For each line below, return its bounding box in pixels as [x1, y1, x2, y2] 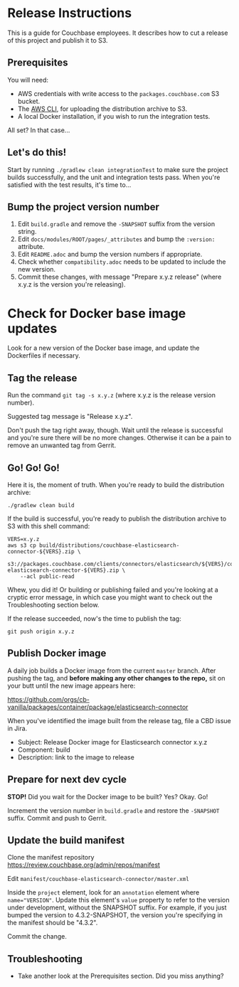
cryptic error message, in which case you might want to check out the [7, 592, 213, 602]
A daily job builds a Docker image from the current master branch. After [7, 666, 216, 675]
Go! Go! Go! [7, 462, 60, 474]
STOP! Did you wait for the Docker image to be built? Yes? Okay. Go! [7, 792, 208, 801]
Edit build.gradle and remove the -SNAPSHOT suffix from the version [17, 220, 216, 228]
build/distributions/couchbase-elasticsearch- [38, 542, 180, 549]
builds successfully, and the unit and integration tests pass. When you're [7, 173, 221, 181]
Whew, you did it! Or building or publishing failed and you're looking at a [7, 585, 218, 594]
